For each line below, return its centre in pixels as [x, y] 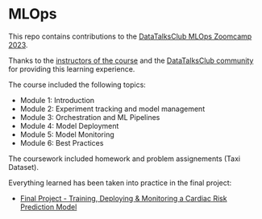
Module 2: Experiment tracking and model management [112, 109]
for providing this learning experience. [72, 68]
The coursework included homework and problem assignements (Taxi [124, 159]
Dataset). [23, 167]
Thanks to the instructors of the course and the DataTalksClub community [131, 60]
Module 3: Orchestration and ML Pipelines [90, 117]
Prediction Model [48, 207]
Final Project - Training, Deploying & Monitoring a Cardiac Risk [123, 198]
